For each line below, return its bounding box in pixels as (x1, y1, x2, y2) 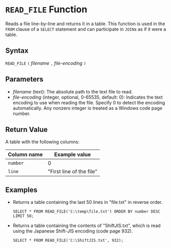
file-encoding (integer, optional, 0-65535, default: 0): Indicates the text (12, 94, 163, 100)
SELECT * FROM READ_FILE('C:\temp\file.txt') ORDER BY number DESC (12, 209, 160, 214)
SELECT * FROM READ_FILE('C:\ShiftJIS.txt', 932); (12, 238, 124, 243)
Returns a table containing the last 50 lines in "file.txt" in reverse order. (12, 199, 163, 205)
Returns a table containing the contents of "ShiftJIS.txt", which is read (12, 222, 161, 229)
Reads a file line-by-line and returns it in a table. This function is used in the (5, 21, 165, 27)
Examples (5, 185, 37, 194)
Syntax (5, 46, 29, 55)
